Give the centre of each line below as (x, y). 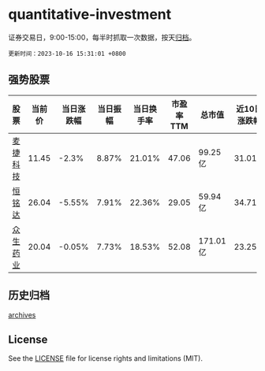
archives (22, 315)
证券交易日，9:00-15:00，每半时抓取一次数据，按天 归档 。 (102, 37)
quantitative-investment (90, 15)
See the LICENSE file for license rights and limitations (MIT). (106, 358)
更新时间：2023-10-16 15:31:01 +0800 (67, 54)
